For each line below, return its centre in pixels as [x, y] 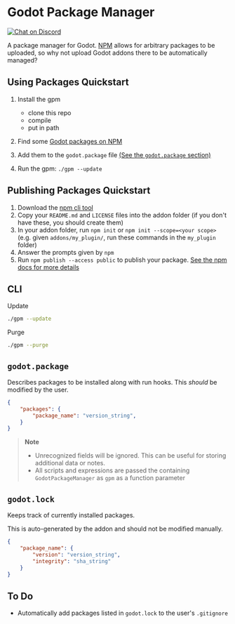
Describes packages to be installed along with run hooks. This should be [112, 382]
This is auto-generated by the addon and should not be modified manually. [115, 529]
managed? [22, 60]
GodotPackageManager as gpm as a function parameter [110, 478]
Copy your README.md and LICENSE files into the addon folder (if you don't [122, 215]
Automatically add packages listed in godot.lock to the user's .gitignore [122, 613]
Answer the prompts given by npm [66, 252]
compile [39, 120]
